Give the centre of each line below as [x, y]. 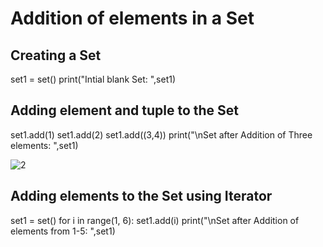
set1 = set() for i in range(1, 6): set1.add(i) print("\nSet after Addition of [155, 220]
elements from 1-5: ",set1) [63, 231]
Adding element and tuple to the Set [125, 110]
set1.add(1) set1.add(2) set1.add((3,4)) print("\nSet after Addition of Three [161, 134]
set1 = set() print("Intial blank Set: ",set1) [93, 79]
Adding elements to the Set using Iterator [141, 196]
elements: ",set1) [44, 145]
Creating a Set [56, 55]
